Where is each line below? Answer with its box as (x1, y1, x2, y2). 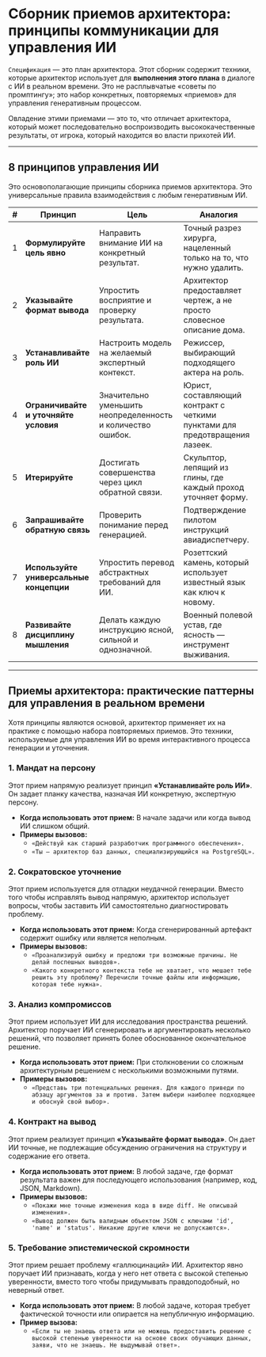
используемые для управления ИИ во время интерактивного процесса (8, 734, 251, 744)
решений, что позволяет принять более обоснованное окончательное (8, 1034, 247, 1043)
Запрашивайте (25, 514, 85, 525)
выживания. (183, 648, 230, 659)
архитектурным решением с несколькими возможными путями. (19, 1066, 239, 1075)
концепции (25, 581, 70, 592)
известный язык (183, 576, 245, 587)
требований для (98, 576, 161, 587)
